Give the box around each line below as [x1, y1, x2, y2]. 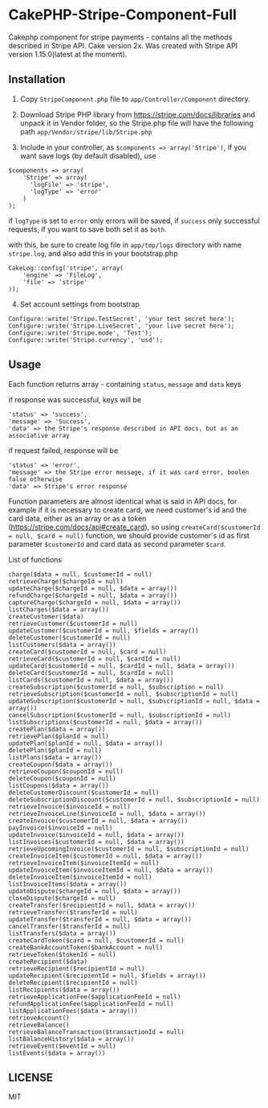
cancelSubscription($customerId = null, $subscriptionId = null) [8, 711, 231, 719]
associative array [8, 431, 70, 439]
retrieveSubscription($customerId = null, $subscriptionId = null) [8, 690, 239, 698]
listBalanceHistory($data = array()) [8, 1035, 135, 1043]
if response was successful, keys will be [8, 394, 142, 404]
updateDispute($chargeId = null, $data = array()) [8, 887, 181, 895]
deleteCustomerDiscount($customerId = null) [8, 789, 160, 797]
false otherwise [8, 475, 63, 484]
